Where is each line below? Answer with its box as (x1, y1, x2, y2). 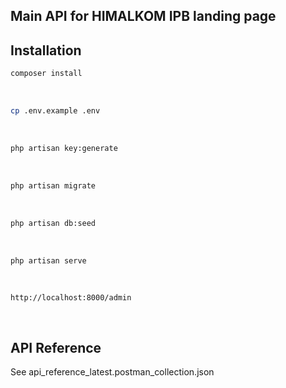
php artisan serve (10, 255, 87, 266)
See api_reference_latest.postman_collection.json (10, 366, 215, 378)
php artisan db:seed (10, 218, 97, 228)
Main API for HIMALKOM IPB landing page (10, 8, 277, 25)
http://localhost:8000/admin (10, 293, 132, 303)
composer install (10, 69, 83, 79)
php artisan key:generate (10, 143, 118, 153)
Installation (10, 42, 82, 59)
